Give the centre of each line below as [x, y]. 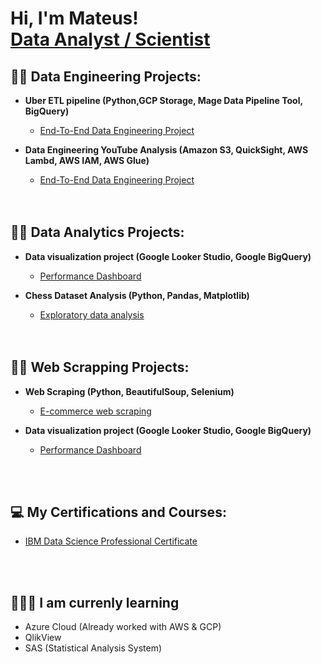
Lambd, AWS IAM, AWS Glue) [87, 160]
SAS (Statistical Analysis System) [93, 648]
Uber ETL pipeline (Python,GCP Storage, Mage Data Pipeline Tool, [163, 100]
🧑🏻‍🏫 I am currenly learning [95, 602]
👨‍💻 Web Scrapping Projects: [100, 367]
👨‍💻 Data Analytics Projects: [97, 232]
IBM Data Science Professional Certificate [111, 541]
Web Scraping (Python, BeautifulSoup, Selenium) [129, 391]
